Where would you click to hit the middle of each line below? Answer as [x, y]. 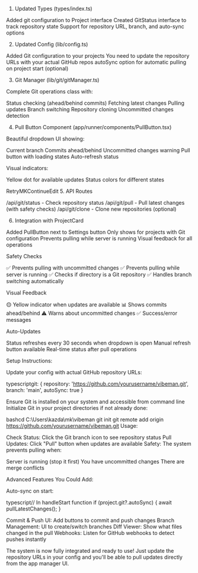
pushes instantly [26, 539]
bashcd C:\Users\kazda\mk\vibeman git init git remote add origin [85, 419]
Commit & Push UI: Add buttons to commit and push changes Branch [90, 520]
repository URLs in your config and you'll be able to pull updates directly [94, 557]
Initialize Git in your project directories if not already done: [77, 408]
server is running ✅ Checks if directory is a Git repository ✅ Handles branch [99, 274]
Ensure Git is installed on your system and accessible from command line [95, 402]
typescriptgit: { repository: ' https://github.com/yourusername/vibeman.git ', [97, 384]
